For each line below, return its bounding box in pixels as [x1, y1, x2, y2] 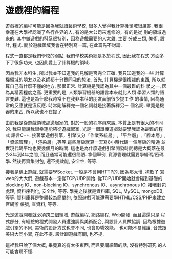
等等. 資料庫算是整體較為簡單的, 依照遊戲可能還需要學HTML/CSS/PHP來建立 [5, 194, 166, 201]
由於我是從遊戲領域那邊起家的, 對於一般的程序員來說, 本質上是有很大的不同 [5, 119, 163, 126]
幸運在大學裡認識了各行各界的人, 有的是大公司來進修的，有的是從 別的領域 [5, 29, 162, 35]
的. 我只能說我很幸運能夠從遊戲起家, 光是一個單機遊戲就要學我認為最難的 [5, 126, 159, 132]
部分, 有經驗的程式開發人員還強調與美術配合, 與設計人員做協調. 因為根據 [9, 218, 161, 224]
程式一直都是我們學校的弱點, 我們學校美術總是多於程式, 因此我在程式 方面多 [5, 52, 164, 59]
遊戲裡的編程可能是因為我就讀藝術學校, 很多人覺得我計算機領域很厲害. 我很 [5, 23, 163, 29]
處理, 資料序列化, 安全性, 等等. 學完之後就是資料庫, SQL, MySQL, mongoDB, [5, 188, 164, 194]
